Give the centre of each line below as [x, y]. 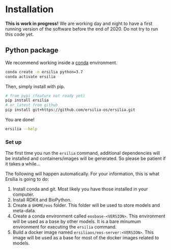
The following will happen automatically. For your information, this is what [82, 174]
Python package [32, 50]
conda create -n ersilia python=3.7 [44, 72]
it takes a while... [23, 164]
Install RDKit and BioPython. [42, 200]
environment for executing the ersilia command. [65, 227]
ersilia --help [21, 129]
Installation [30, 9]
